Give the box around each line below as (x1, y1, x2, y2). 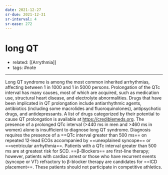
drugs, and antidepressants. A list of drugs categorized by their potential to (5, 111, 160, 117)
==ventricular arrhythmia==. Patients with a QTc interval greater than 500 (5, 143, 156, 149)
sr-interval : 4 (5, 16, 37, 21)
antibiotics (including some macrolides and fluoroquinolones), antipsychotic (5, 105, 161, 111)
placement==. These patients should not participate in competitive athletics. (5, 164, 162, 170)
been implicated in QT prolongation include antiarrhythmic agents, (5, 100, 141, 106)
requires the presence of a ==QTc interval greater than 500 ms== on (5, 132, 147, 138)
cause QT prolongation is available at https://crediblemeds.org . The (5, 116, 144, 122)
